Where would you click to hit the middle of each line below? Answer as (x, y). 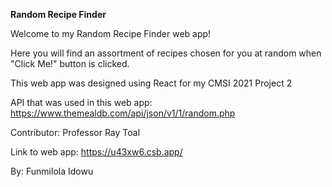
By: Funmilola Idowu (52, 171)
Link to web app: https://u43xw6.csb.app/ (96, 152)
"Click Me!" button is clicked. (70, 63)
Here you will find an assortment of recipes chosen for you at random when (166, 53)
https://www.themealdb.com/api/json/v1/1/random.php (123, 113)
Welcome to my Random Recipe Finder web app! (111, 33)
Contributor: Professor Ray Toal (75, 132)
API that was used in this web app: (81, 102)
